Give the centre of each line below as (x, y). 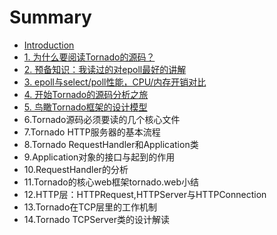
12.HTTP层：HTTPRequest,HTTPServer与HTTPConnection (145, 194)
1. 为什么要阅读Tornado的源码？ (89, 57)
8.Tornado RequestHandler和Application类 (111, 144)
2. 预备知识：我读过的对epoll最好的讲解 (105, 69)
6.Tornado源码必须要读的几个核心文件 (102, 119)
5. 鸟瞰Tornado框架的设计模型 (85, 107)
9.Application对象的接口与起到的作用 (99, 157)
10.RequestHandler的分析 (76, 169)
